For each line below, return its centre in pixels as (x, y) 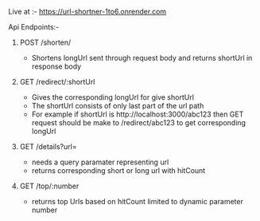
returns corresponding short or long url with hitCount (118, 170)
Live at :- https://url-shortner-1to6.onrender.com (87, 12)
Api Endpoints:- (34, 27)
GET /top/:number (49, 186)
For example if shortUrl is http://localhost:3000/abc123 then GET (138, 114)
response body (56, 66)
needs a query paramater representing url (100, 162)
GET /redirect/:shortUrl (57, 82)
